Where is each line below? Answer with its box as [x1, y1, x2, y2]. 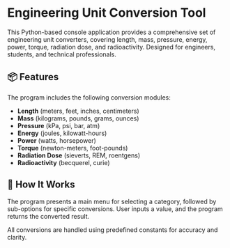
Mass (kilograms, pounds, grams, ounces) [17, 114, 139, 123]
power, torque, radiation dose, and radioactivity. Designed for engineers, [7, 42, 216, 51]
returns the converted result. [7, 212, 90, 220]
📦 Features [7, 71, 59, 83]
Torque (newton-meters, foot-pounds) [17, 144, 128, 152]
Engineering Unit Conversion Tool [7, 5, 206, 21]
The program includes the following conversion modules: [7, 93, 171, 102]
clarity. [7, 233, 27, 241]
